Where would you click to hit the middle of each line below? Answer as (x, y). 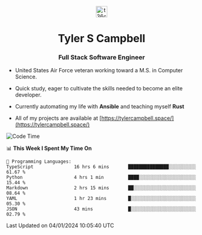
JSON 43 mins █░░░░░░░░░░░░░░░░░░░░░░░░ (101, 209)
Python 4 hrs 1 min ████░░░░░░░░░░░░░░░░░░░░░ (101, 178)
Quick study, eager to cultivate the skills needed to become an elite (99, 89)
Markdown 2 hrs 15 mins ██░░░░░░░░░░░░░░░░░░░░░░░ (101, 188)
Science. (26, 77)
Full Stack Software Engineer (102, 57)
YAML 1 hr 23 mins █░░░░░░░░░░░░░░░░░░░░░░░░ (101, 199)
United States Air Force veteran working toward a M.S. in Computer (99, 70)
